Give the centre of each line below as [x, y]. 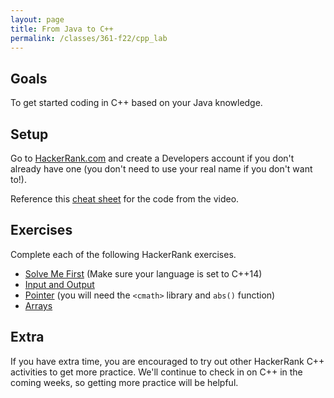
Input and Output [59, 284]
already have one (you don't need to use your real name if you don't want [161, 169]
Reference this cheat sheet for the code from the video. [125, 199]
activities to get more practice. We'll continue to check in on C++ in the [156, 372]
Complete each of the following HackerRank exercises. [123, 254]
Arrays [38, 305]
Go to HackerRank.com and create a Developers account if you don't [152, 158]
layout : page [37, 19]
